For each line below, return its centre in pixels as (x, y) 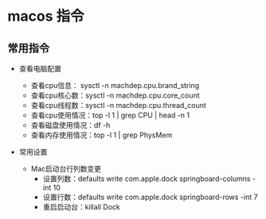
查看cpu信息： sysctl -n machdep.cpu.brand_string (115, 85)
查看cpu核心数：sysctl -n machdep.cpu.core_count (115, 95)
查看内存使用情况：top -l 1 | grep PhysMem (102, 135)
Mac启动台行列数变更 (66, 169)
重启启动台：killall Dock (82, 207)
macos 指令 (46, 16)
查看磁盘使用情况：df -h (70, 125)
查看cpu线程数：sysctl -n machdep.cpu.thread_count (118, 105)
